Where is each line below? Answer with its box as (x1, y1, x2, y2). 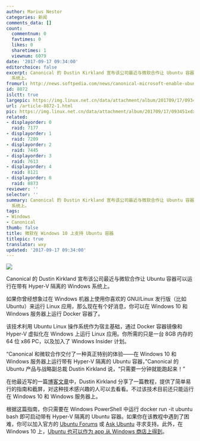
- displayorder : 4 (6, 164, 52, 170)
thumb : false (6, 225, 39, 231)
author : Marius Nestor (6, 8, 62, 15)
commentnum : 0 (11, 31, 46, 37)
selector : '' (6, 191, 39, 197)
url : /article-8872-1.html (6, 103, 73, 109)
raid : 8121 (11, 169, 39, 176)
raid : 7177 (11, 125, 39, 131)
